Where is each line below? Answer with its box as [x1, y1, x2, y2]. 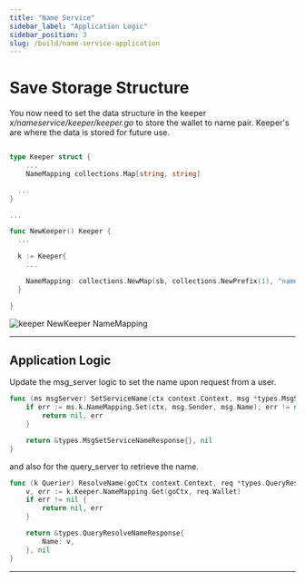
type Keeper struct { [9, 153, 92, 162]
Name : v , [42, 537, 75, 546]
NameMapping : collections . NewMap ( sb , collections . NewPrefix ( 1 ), [25, 276, 274, 286]
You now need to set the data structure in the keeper [9, 108, 207, 119]
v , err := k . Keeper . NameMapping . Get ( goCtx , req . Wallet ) [25, 487, 242, 496]
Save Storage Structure [9, 78, 190, 98]
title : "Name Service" [9, 13, 95, 23]
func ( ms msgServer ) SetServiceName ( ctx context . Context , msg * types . [9, 394, 282, 404]
